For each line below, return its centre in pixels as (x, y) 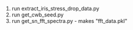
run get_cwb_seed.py (37, 15)
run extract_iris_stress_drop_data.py (55, 9)
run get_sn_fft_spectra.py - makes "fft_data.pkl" (69, 21)
